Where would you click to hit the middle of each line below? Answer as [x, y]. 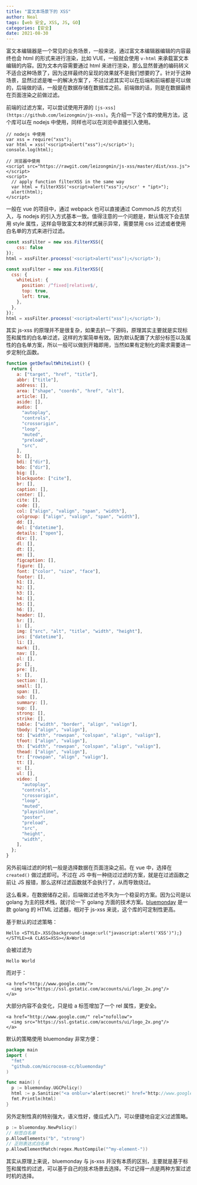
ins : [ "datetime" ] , [40, 637]
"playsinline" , [40, 812]
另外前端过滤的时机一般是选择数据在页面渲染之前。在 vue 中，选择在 [89, 867]
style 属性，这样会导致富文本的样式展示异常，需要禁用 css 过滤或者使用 [99, 223]
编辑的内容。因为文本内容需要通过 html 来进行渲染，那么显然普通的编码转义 [98, 66]
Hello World [21, 961]
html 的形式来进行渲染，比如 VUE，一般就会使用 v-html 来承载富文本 [106, 58]
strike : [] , [31, 719]
